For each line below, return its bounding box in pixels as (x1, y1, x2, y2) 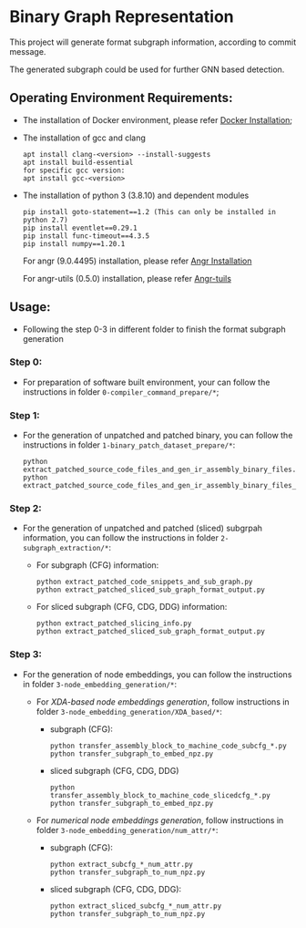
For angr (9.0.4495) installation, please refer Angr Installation (22, 255, 252, 266)
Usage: (9, 299, 52, 315)
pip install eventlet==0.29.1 (22, 223, 138, 232)
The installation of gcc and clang (22, 132, 146, 143)
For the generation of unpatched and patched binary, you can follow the (22, 430, 293, 441)
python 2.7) (22, 215, 68, 224)
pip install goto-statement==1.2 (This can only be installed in (22, 207, 276, 216)
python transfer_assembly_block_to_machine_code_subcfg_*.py (49, 741, 287, 750)
